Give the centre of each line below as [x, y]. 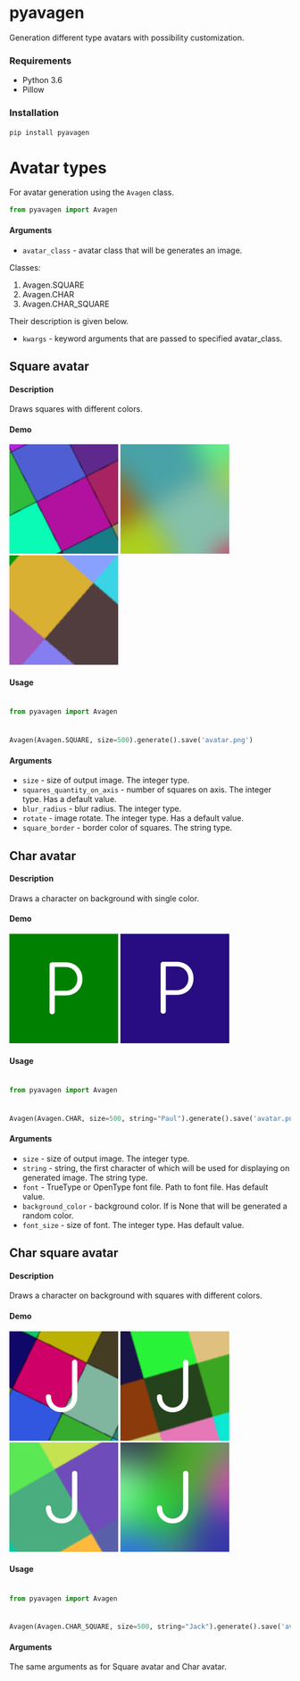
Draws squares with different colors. [76, 409]
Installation [34, 113]
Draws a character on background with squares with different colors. [136, 1296]
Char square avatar [64, 1253]
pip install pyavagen [50, 132]
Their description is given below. [69, 321]
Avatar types [58, 167]
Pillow [33, 90]
